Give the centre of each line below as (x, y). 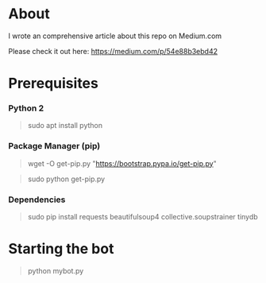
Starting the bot (61, 249)
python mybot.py (56, 270)
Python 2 (26, 108)
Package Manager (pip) (54, 146)
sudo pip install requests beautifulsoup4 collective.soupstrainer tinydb (143, 217)
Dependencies (37, 200)
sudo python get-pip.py (66, 179)
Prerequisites (54, 83)
